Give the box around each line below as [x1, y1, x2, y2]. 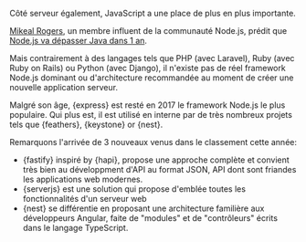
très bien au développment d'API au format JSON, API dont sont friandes [22, 164, 297, 174]
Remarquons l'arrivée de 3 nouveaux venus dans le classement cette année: [9, 137, 297, 147]
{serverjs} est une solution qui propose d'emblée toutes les [22, 184, 247, 195]
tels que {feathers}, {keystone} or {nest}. [9, 119, 164, 130]
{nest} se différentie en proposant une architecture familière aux [22, 203, 265, 214]
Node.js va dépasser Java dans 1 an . [9, 36, 148, 46]
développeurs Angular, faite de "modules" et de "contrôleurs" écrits [22, 213, 279, 223]
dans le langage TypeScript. [22, 223, 129, 233]
